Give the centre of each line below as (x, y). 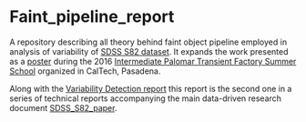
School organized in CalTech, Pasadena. (85, 71)
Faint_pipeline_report (92, 17)
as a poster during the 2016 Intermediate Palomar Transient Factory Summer (153, 61)
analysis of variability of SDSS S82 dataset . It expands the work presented (149, 51)
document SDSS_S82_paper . (63, 107)
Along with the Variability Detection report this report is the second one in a (151, 88)
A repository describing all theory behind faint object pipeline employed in (148, 42)
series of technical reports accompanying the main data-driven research (146, 98)
